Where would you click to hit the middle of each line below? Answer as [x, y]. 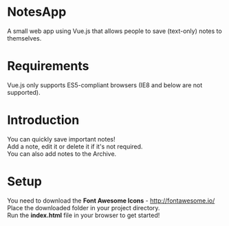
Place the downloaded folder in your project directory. [84, 207]
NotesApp [37, 12]
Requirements [48, 66]
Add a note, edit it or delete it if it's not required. [75, 146]
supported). [24, 92]
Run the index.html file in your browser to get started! [84, 215]
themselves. [24, 38]
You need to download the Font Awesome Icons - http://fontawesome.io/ [111, 201]
